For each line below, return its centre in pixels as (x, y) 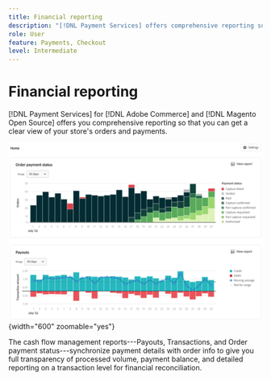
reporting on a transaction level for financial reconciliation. (105, 368)
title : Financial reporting (56, 17)
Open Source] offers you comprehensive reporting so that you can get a (128, 123)
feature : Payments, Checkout (57, 43)
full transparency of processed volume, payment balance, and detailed (126, 359)
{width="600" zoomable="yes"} (62, 327)
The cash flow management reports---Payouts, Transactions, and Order (128, 342)
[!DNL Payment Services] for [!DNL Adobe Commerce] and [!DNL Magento (132, 114)
